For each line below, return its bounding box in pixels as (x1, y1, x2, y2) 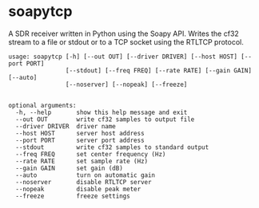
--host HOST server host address (15, 129, 145, 137)
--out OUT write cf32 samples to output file (15, 115, 195, 124)
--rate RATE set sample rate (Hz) (15, 157, 149, 165)
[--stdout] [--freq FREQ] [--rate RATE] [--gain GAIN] (65, 66, 252, 74)
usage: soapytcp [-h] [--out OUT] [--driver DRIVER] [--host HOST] (8, 53, 238, 61)
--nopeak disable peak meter (15, 185, 141, 193)
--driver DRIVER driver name (15, 122, 116, 130)
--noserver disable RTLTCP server (15, 178, 152, 186)
